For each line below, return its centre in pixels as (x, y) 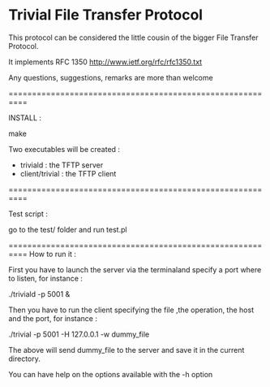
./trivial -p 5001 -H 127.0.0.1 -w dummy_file (79, 334)
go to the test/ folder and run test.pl (68, 229)
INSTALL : (25, 117)
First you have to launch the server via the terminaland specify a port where (135, 269)
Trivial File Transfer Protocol (106, 15)
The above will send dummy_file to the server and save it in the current (126, 350)
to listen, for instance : (46, 278)
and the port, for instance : (53, 318)
